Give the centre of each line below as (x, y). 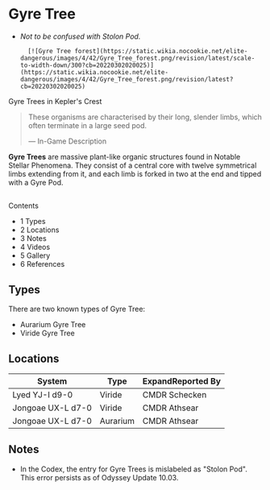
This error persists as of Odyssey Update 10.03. (99, 477)
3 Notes (33, 239)
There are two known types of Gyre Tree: (77, 309)
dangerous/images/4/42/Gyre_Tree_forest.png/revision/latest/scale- (137, 58)
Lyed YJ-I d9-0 (43, 394)
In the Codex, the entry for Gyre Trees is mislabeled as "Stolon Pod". (133, 469)
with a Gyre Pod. (36, 182)
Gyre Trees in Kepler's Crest (55, 101)
